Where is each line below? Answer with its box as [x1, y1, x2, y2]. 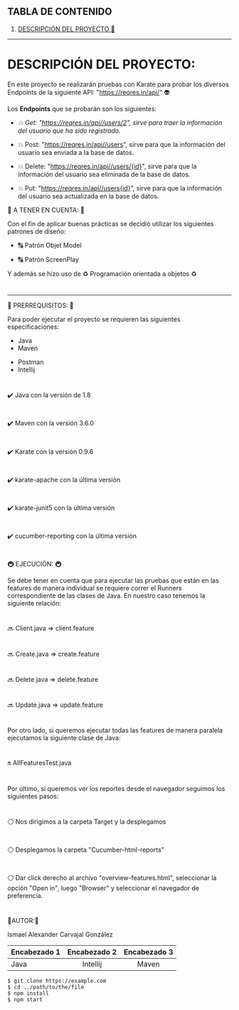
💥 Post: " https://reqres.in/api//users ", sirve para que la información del [17, 140, 225, 148]
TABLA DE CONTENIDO [7, 6, 112, 18]
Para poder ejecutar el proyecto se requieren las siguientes [7, 315, 181, 323]
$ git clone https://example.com [7, 977, 107, 985]
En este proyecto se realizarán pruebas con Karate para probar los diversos [7, 80, 229, 88]
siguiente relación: [7, 599, 62, 608]
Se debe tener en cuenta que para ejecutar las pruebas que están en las [7, 576, 219, 585]
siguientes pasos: [7, 792, 59, 800]
